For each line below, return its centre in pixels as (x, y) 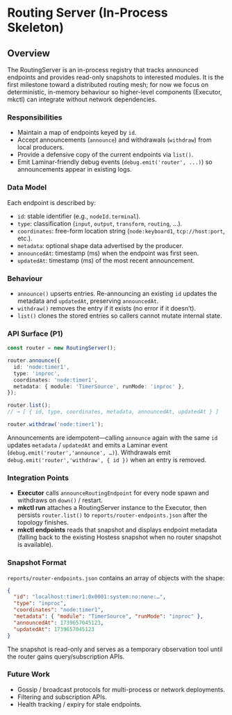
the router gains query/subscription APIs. (66, 656)
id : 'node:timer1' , (42, 367)
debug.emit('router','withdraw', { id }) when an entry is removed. (107, 459)
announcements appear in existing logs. (74, 170)
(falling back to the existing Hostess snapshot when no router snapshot (119, 537)
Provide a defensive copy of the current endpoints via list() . (105, 155)
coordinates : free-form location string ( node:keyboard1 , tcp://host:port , (121, 231)
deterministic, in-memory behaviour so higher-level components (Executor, (115, 92)
